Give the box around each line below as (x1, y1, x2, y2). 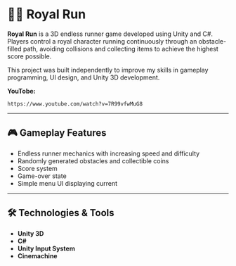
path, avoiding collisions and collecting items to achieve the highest (23, 44, 219, 53)
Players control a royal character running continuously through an (7, 37, 197, 45)
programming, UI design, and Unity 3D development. (7, 73, 160, 82)
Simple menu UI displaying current (17, 179, 118, 187)
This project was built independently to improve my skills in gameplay (7, 65, 209, 74)
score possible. (7, 52, 52, 61)
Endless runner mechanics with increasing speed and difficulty (17, 149, 200, 158)
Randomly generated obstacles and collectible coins (17, 156, 169, 165)
